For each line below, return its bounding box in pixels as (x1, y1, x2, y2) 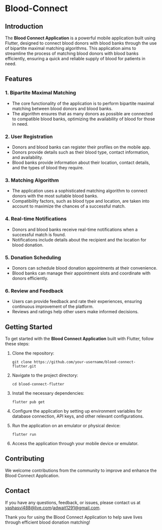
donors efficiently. (12, 275, 48, 281)
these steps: (5, 340, 30, 347)
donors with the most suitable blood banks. (12, 193, 99, 199)
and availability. (12, 154, 44, 160)
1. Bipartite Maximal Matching (5, 89, 76, 96)
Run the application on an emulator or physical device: (12, 422, 121, 428)
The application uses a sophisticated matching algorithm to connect (12, 188, 147, 194)
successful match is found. (12, 231, 66, 238)
